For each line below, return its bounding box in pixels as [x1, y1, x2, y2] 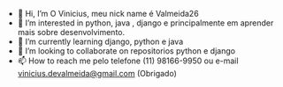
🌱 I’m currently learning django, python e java [17, 36, 184, 47]
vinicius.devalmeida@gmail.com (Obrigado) [17, 69, 177, 78]
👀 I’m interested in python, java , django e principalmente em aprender [17, 18, 274, 28]
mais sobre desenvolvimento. [17, 27, 126, 37]
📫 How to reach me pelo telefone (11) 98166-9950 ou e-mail [17, 55, 239, 66]
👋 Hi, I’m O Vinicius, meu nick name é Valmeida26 [17, 9, 199, 18]
